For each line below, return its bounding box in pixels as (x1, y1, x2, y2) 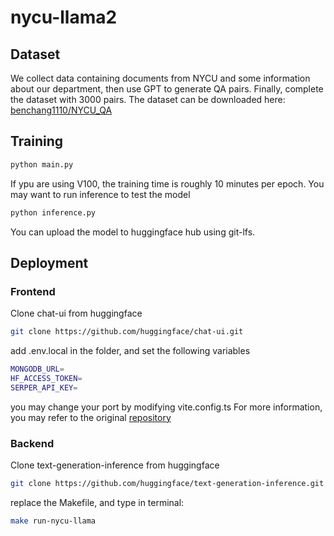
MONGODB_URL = (10, 364, 65, 375)
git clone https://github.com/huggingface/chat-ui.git (10, 327, 244, 337)
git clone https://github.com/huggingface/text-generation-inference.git (10, 479, 325, 489)
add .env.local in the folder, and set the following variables (10, 345, 251, 357)
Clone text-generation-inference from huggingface (10, 459, 220, 471)
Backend (10, 436, 55, 450)
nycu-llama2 (10, 6, 118, 29)
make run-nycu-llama (10, 516, 97, 526)
